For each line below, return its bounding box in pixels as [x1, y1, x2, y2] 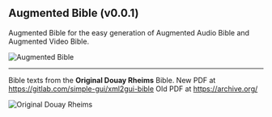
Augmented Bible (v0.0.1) [8, 6, 139, 20]
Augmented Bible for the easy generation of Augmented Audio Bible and [8, 27, 249, 37]
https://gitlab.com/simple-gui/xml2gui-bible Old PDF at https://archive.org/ [8, 84, 258, 94]
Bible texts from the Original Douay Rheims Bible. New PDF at [8, 75, 216, 85]
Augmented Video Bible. [8, 36, 90, 46]
